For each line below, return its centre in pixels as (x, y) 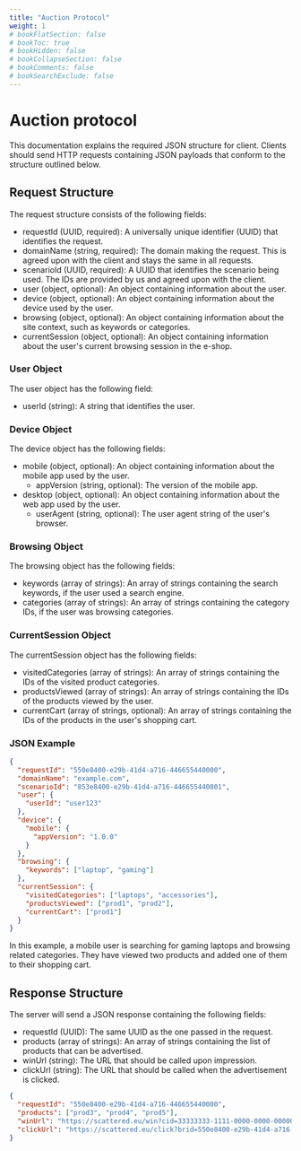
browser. (52, 523)
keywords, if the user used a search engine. (103, 593)
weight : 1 (28, 26)
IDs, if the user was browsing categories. (98, 612)
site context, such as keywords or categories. (106, 327)
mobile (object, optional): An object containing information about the (148, 467)
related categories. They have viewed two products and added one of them (148, 955)
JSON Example (43, 743)
